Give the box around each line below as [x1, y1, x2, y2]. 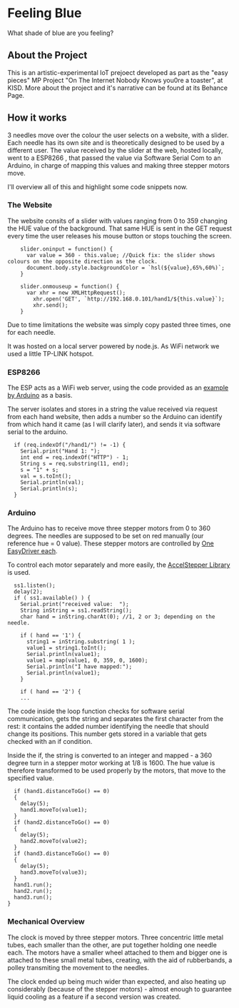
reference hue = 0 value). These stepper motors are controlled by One [7, 539, 214, 548]
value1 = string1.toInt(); [26, 645, 107, 652]
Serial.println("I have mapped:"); [26, 663, 133, 670]
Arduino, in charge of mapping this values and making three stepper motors [7, 161, 230, 169]
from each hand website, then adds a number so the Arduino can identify [7, 413, 223, 421]
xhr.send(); [33, 301, 69, 308]
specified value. [7, 774, 55, 782]
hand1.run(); [14, 882, 53, 889]
